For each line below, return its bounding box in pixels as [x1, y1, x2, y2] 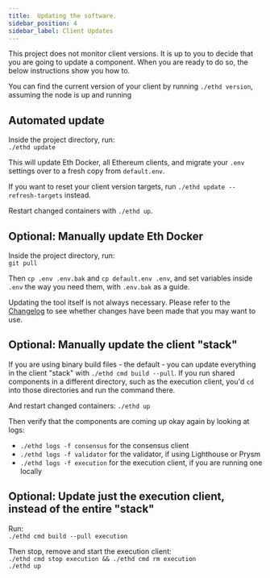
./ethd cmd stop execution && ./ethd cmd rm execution [8, 555, 197, 563]
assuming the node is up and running [8, 90, 132, 100]
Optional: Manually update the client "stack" [8, 338, 238, 351]
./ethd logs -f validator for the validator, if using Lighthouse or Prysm [19, 449, 261, 459]
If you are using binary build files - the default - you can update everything [8, 360, 256, 369]
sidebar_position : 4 [8, 19, 78, 27]
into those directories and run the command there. [8, 385, 176, 395]
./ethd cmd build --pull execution [8, 532, 128, 540]
